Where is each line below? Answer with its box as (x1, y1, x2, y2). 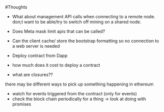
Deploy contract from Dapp (12, 53, 68, 58)
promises (12, 101, 31, 107)
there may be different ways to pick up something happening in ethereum (5, 81, 154, 87)
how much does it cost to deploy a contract (12, 62, 101, 68)
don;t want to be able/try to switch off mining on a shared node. (12, 19, 141, 25)
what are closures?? (12, 72, 53, 78)
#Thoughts (5, 4, 27, 10)
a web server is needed (12, 43, 60, 49)
